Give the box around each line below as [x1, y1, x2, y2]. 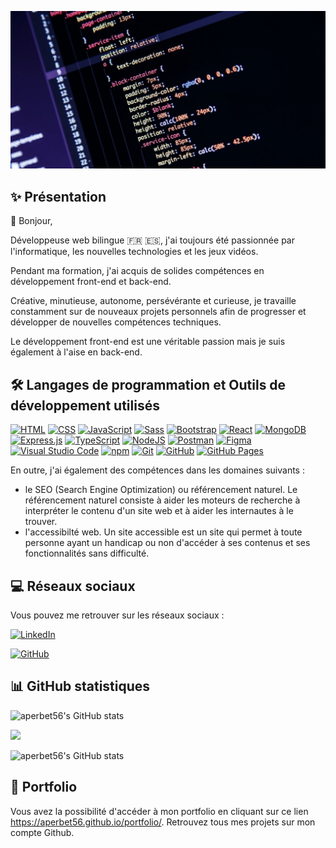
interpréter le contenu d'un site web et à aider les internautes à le [24, 505, 294, 517]
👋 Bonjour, [10, 215, 53, 227]
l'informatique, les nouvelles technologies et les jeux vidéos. [10, 246, 259, 258]
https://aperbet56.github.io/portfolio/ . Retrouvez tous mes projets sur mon [10, 816, 316, 828]
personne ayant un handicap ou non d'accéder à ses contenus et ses [24, 537, 311, 549]
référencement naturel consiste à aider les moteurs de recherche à [24, 494, 301, 506]
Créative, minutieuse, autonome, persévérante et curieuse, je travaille [10, 295, 297, 307]
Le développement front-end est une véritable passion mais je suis [10, 336, 286, 348]
